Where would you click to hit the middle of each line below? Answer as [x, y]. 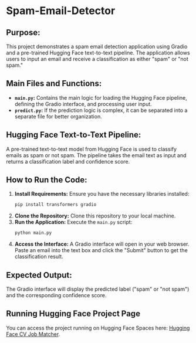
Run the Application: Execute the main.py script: [73, 222]
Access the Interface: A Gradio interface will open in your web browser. [102, 244]
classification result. [39, 257]
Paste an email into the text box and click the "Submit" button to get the [101, 250]
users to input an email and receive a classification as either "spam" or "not [97, 59]
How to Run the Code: [47, 180]
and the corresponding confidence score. [56, 295]
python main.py [33, 233]
